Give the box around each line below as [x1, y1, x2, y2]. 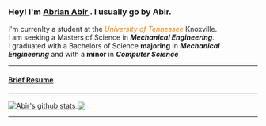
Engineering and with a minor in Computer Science [8, 50, 179, 59]
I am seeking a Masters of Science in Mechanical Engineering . [8, 32, 215, 42]
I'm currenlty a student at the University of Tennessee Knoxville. [8, 25, 218, 34]
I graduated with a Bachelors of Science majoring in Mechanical [8, 41, 220, 51]
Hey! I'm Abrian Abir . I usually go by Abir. [8, 6, 172, 17]
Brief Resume [8, 74, 54, 85]
